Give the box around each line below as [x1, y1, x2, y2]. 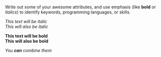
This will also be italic [5, 24, 49, 29]
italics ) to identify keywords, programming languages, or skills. [5, 9, 131, 15]
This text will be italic [5, 19, 48, 24]
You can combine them [5, 48, 52, 53]
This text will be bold [5, 33, 48, 39]
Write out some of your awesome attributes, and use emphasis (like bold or [5, 4, 156, 10]
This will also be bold [5, 38, 49, 44]
